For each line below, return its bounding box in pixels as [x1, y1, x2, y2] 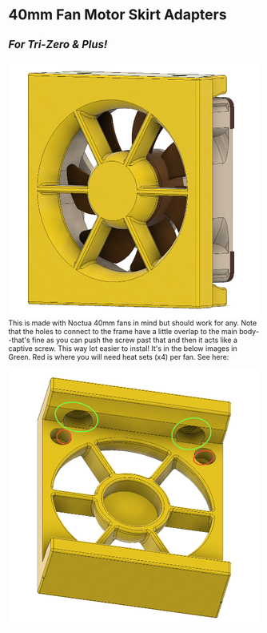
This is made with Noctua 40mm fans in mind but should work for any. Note [8, 318, 257, 328]
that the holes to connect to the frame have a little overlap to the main [8, 327, 238, 337]
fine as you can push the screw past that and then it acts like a [31, 335, 238, 345]
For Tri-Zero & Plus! [8, 38, 108, 51]
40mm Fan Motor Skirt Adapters [8, 6, 227, 24]
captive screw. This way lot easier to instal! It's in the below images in [8, 344, 237, 353]
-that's [8, 335, 30, 345]
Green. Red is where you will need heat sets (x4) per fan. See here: [8, 353, 229, 362]
